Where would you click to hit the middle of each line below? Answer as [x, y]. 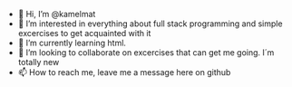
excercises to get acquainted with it [84, 33]
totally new [39, 62]
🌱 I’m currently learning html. [72, 43]
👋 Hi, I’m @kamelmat [57, 14]
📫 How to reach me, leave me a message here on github [124, 72]
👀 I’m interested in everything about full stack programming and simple [150, 24]
